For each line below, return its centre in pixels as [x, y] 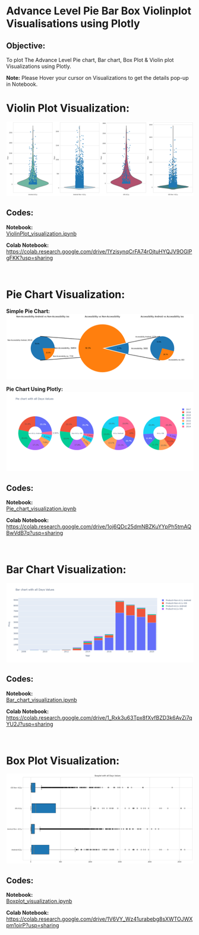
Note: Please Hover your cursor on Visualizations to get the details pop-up [97, 78]
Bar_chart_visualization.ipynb [42, 699]
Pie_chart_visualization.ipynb [41, 509]
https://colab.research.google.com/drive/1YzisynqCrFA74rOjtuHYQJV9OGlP [99, 251]
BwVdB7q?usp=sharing [35, 533]
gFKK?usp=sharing [30, 258]
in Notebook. [22, 84]
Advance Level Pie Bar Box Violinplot [99, 11]
